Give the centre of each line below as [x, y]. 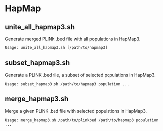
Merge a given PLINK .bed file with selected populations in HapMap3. [76, 111]
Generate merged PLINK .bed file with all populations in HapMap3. [73, 39]
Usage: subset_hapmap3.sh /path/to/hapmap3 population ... [67, 84]
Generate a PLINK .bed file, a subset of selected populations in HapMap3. [81, 75]
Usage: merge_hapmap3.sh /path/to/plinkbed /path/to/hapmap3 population [82, 120]
